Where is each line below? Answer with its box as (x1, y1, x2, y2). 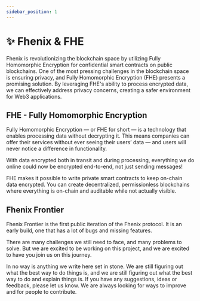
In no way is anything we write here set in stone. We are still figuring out (6, 263, 183, 270)
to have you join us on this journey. (6, 251, 92, 259)
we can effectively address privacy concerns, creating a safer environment (6, 86, 191, 93)
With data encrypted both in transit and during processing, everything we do (6, 157, 195, 164)
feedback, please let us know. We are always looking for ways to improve (6, 282, 187, 289)
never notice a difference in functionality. (6, 145, 107, 153)
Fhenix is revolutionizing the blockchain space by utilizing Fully (6, 54, 161, 62)
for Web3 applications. (6, 93, 62, 100)
